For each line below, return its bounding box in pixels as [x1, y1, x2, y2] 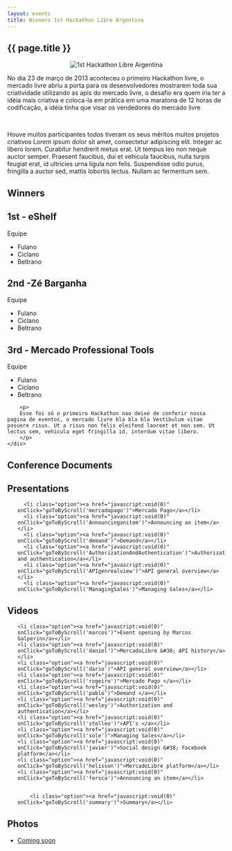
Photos [7, 818, 39, 830]
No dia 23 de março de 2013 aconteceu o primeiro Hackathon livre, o [7, 74, 204, 82]
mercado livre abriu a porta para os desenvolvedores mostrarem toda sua [7, 81, 217, 90]
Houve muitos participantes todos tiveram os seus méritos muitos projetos [7, 130, 220, 139]
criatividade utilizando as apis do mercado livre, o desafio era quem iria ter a [7, 89, 226, 97]
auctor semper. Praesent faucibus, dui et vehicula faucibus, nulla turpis [7, 152, 210, 161]
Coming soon [17, 836, 56, 844]
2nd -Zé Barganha [7, 277, 87, 289]
